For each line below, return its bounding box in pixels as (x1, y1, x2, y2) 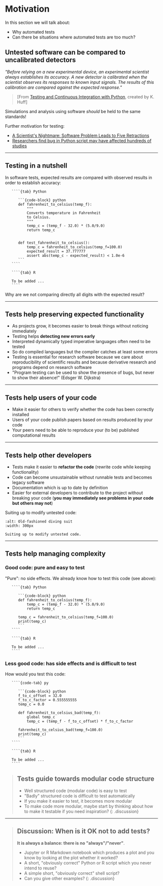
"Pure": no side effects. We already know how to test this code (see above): (5, 575, 157, 581)
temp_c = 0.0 (17, 702, 45, 707)
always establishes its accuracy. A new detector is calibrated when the (5, 74, 147, 80)
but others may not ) (12, 501, 53, 506)
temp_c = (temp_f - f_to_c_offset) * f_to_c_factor (26, 719, 133, 724)
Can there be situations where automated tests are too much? (12, 34, 136, 40)
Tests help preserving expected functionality (5, 310, 145, 318)
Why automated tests (12, 29, 55, 35)
